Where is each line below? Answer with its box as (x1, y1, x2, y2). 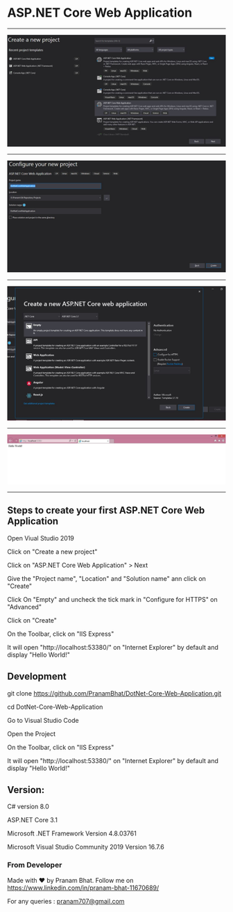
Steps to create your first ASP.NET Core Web (7, 504, 205, 516)
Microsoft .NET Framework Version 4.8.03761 (7, 829, 137, 838)
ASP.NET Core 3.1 (7, 816, 58, 824)
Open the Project (7, 729, 56, 738)
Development (7, 671, 67, 682)
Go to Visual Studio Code (7, 716, 79, 724)
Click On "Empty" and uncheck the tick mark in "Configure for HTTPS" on (7, 595, 218, 603)
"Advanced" (7, 602, 42, 611)
